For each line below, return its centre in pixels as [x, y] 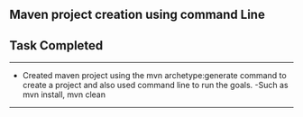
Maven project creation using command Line [138, 15]
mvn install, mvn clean [64, 94]
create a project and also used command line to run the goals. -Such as [155, 85]
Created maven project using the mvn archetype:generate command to [154, 76]
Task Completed [56, 45]
